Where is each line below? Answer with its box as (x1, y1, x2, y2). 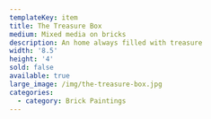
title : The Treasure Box (9, 21, 102, 30)
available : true (9, 72, 70, 81)
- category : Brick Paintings (17, 96, 127, 106)
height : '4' (9, 55, 54, 64)
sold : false (9, 64, 54, 72)
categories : (9, 88, 54, 97)
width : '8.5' (9, 47, 58, 55)
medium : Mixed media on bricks (9, 30, 127, 38)
